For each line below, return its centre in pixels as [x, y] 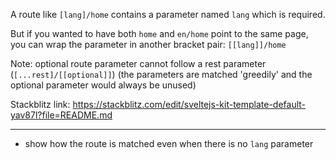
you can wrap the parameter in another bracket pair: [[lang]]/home [148, 44]
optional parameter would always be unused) [103, 85]
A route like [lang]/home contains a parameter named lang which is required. [168, 14]
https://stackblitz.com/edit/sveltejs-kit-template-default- [189, 104]
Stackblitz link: [40, 104]
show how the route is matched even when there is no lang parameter [169, 143]
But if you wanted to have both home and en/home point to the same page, [159, 33]
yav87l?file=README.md [61, 115]
